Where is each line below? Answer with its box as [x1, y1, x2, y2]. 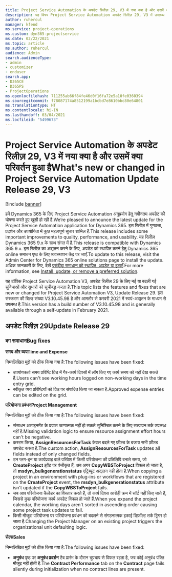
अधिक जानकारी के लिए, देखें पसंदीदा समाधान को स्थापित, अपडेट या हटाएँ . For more [5, 262, 144, 268]
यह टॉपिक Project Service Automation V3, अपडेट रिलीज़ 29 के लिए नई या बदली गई [5, 278, 157, 284]
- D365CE [5, 79, 24, 84]
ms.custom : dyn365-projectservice [5, 31, 79, 36]
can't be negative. [12, 434, 51, 440]
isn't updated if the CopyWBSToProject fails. [12, 485, 109, 491]
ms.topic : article [5, 41, 45, 46]
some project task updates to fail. [12, 507, 83, 513]
